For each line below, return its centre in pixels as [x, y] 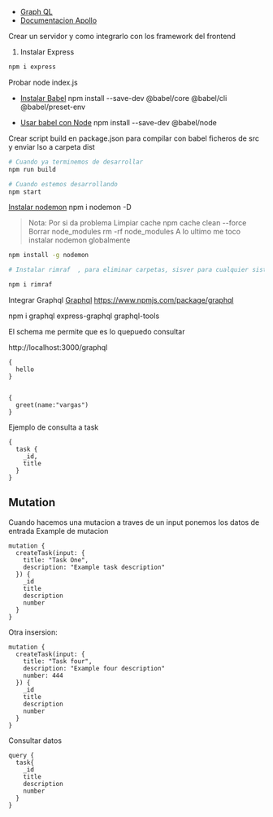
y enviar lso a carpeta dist [52, 146]
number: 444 [43, 675]
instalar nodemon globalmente [79, 240]
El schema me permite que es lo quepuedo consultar [97, 332]
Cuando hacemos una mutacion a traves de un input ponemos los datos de [134, 522]
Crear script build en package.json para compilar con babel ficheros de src [134, 138]
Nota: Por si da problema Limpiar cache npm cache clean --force [137, 223]
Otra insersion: [33, 632]
